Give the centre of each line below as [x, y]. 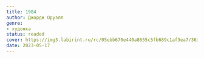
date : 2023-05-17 [28, 46]
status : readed [25, 34]
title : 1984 [21, 12]
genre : [15, 23]
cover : [15, 40]
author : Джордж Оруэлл [35, 18]
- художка [19, 29]
